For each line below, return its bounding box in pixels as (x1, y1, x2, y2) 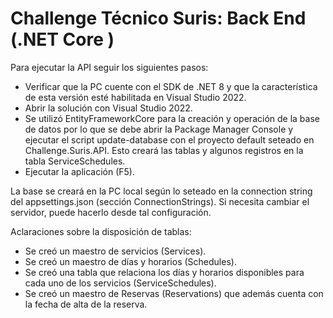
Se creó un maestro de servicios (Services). (24, 245, 207, 257)
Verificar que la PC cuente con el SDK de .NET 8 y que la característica (24, 80, 318, 92)
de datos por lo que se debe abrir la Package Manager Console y (24, 123, 294, 135)
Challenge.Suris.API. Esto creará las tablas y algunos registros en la (24, 144, 304, 156)
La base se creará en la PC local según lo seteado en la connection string (10, 185, 313, 197)
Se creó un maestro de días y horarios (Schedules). (24, 255, 237, 267)
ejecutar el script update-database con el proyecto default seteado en (24, 133, 315, 146)
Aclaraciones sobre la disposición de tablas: (10, 225, 192, 237)
